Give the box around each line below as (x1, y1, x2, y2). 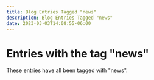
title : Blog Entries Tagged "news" (6, 9, 97, 15)
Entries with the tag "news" (6, 46, 149, 60)
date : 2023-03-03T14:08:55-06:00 (6, 20, 91, 26)
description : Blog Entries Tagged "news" (6, 15, 113, 21)
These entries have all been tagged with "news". (6, 67, 128, 74)
